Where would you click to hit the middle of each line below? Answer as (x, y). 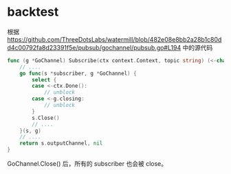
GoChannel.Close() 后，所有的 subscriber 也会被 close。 (87, 164)
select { (44, 79)
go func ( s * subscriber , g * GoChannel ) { (78, 73)
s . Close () (46, 118)
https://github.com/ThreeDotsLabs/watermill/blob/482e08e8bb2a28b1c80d (114, 39)
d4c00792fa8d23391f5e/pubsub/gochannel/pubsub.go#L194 (94, 47)
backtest (33, 12)
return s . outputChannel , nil (61, 144)
